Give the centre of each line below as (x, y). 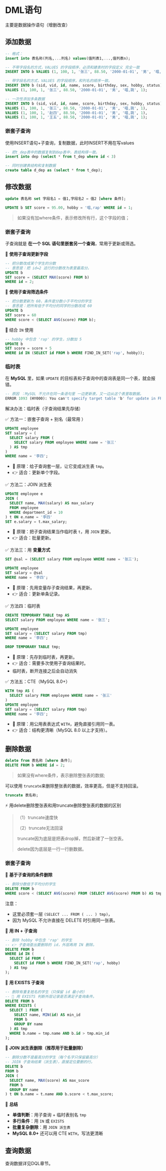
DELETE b (14, 1067)
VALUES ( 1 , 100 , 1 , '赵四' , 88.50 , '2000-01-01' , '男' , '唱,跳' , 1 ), (76, 113)
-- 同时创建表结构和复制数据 (31, 166)
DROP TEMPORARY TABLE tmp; (33, 647)
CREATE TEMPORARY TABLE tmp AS (37, 615)
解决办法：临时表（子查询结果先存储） (44, 409)
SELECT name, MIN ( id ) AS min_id (47, 1015)
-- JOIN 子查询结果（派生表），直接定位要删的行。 (50, 1062)
